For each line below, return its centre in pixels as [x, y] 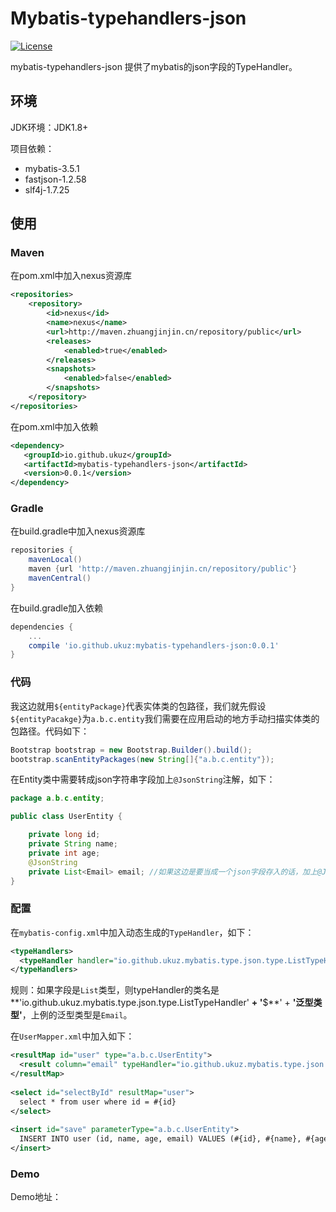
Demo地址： [36, 1197]
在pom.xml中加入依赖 [54, 426]
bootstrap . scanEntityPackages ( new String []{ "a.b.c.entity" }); [142, 759]
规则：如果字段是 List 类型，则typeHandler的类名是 [115, 990]
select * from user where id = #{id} [98, 1102]
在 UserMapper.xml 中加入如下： [72, 1036]
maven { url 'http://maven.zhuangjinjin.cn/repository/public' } [163, 569]
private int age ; [64, 853]
